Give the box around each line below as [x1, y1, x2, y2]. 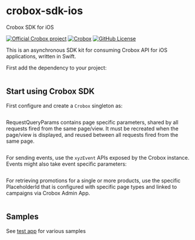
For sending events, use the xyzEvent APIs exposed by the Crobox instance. [6, 154, 190, 161]
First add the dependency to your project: [6, 64, 107, 71]
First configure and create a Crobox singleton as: [6, 102, 123, 109]
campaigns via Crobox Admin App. [6, 189, 90, 196]
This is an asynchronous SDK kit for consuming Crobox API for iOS [6, 46, 168, 54]
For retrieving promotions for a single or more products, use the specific [6, 177, 181, 184]
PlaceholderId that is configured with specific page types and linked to [6, 183, 177, 190]
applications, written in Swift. [6, 52, 76, 60]
